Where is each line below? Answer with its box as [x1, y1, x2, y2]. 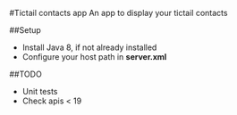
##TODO [9, 69, 42, 79]
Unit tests [21, 86, 58, 96]
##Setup [9, 25, 42, 35]
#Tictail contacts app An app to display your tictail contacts [9, 8, 228, 18]
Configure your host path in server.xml [21, 52, 167, 62]
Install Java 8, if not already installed [21, 42, 157, 53]
